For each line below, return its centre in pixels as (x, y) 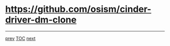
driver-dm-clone (41, 20)
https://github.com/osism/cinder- (78, 9)
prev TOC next (20, 38)
